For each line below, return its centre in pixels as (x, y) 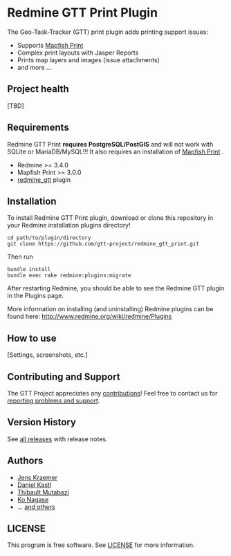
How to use (32, 338)
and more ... (34, 67)
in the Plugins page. (36, 296)
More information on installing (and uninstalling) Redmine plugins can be (110, 309)
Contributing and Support (64, 377)
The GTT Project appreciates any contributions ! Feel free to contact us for (112, 393)
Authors (25, 461)
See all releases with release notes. (58, 439)
